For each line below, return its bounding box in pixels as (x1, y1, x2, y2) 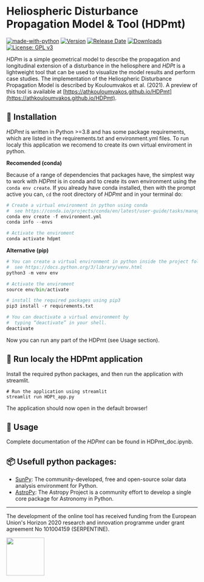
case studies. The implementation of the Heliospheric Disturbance (6, 75, 172, 82)
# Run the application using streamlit (6, 388, 107, 395)
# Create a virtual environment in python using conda (6, 202, 148, 208)
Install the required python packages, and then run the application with (6, 370, 183, 378)
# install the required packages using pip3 (6, 297, 121, 303)
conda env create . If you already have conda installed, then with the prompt (6, 184, 195, 191)
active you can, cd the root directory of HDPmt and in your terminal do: (6, 190, 183, 198)
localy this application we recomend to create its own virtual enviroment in (6, 141, 192, 148)
